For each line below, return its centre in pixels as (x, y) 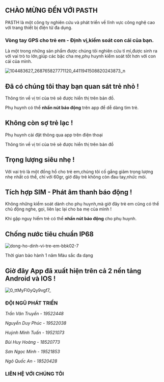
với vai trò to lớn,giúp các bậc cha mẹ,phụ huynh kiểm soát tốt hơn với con (81, 56)
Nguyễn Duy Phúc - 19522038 (36, 323)
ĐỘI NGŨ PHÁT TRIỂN (31, 303)
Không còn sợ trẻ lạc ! (39, 123)
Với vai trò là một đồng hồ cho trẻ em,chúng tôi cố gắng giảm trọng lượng (79, 172)
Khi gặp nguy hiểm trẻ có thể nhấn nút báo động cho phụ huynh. (71, 219)
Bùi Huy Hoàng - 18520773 (33, 342)
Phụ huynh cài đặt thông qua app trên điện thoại (54, 135)
